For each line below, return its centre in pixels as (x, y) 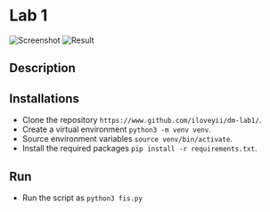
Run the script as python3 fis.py (82, 198)
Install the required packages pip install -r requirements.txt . (139, 149)
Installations (45, 98)
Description (42, 68)
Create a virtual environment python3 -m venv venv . (116, 129)
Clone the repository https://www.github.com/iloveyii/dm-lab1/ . (142, 120)
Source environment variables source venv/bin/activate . (127, 139)
